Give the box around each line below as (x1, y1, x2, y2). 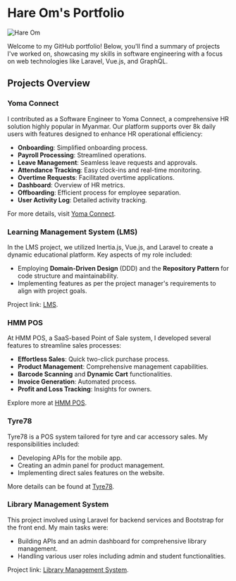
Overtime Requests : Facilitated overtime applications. (17, 173, 175, 181)
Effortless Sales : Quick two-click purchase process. (17, 355, 170, 364)
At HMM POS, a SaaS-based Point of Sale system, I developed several (7, 334, 211, 343)
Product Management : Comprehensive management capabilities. (17, 362, 209, 371)
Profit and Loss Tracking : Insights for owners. (17, 385, 152, 393)
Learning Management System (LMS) (7, 227, 138, 237)
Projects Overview (7, 78, 90, 90)
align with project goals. (17, 286, 87, 295)
